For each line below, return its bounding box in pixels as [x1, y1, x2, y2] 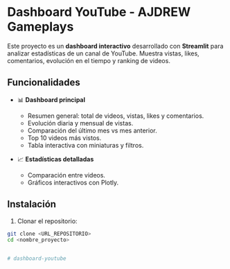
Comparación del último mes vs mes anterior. [27, 126, 157, 134]
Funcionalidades [7, 77, 81, 89]
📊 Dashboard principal [17, 95, 85, 104]
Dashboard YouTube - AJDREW [7, 4, 191, 20]
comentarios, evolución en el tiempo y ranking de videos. [7, 56, 171, 64]
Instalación [7, 198, 57, 210]
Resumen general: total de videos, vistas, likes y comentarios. [27, 112, 204, 120]
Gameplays [7, 19, 74, 35]
